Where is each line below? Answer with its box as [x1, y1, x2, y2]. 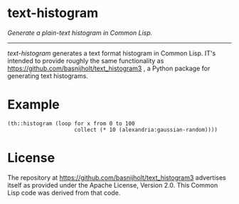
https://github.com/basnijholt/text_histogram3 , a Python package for [7, 64, 211, 73]
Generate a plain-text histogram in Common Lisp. [7, 28, 153, 37]
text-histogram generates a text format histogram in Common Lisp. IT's [7, 48, 216, 58]
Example [7, 97, 60, 113]
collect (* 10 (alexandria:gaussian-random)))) [74, 126, 218, 133]
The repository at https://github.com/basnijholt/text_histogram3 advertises [7, 173, 226, 182]
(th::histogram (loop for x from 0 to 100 [7, 119, 135, 127]
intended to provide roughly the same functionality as [7, 56, 164, 65]
